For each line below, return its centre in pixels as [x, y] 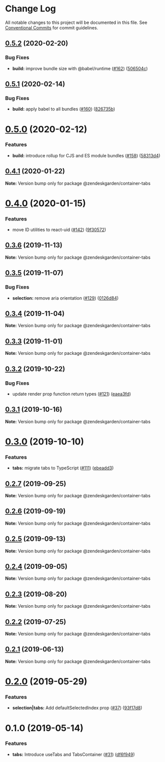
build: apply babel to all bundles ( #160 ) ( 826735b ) [64, 109]
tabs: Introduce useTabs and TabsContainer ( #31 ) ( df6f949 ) [74, 754]
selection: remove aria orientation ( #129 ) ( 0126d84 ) [65, 298]
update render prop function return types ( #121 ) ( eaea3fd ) [72, 394]
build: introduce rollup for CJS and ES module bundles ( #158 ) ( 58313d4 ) [86, 155]
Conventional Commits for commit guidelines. [52, 27]
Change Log [30, 9]
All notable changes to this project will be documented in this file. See [76, 22]
